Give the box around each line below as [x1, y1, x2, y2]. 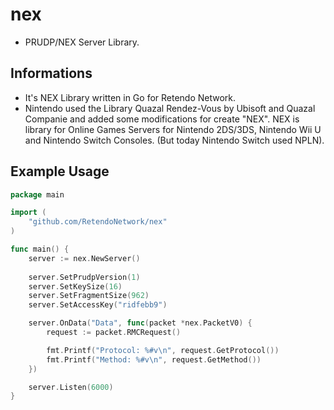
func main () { [10, 244, 70, 255]
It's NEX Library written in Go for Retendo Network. [24, 91, 237, 103]
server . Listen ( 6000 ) [28, 382, 114, 392]
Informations [10, 65, 93, 82]
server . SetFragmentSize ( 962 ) [28, 291, 150, 301]
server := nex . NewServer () [28, 253, 141, 263]
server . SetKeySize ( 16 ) [28, 281, 123, 292]
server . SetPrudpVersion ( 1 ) [28, 272, 141, 282]
